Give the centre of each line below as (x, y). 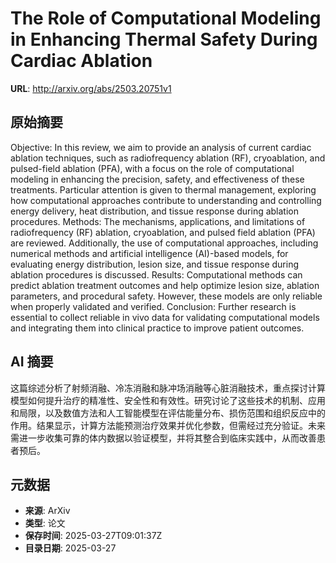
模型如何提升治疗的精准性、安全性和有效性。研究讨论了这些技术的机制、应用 (168, 400)
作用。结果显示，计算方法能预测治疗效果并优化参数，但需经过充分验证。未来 (168, 425)
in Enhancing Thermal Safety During (164, 39)
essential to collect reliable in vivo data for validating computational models (165, 317)
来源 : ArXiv (47, 511)
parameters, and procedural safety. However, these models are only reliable (166, 296)
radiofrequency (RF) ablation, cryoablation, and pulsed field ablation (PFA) (163, 232)
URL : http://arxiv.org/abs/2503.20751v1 (91, 88)
